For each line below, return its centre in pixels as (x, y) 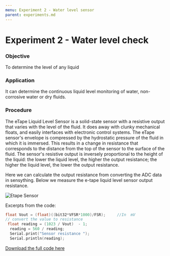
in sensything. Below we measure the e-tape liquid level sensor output (79, 180)
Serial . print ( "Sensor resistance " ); (50, 234)
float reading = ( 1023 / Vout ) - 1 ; (47, 224)
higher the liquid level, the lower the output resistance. (62, 165)
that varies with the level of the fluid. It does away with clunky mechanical (83, 127)
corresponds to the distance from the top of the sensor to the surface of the (85, 148)
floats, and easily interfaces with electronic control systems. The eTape (80, 132)
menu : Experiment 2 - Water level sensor (50, 10)
